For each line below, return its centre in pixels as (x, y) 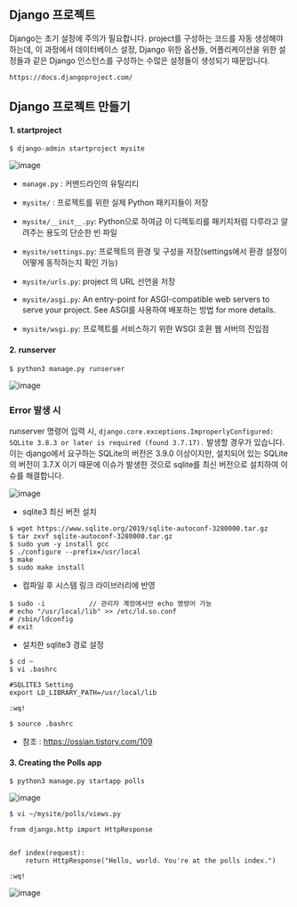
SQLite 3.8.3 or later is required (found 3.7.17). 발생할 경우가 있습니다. (147, 441)
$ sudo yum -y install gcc (59, 544)
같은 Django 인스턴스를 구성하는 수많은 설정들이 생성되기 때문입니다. (151, 61)
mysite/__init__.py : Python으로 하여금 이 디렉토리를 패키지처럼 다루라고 (150, 222)
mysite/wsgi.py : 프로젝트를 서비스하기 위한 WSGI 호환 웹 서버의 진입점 (145, 329)
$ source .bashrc (41, 724)
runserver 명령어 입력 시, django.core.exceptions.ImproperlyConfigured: (141, 431)
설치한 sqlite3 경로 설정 (63, 644)
